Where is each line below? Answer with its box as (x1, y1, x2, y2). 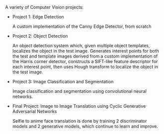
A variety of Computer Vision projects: (5, 4, 83, 10)
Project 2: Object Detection (12, 33, 68, 39)
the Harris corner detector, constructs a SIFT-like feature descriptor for (12, 59, 158, 64)
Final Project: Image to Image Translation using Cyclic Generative (12, 103, 146, 109)
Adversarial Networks (12, 109, 57, 114)
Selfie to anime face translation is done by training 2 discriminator (12, 118, 148, 124)
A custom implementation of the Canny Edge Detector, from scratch (12, 23, 152, 29)
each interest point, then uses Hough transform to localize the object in (12, 64, 158, 69)
